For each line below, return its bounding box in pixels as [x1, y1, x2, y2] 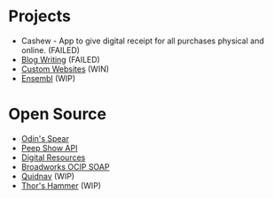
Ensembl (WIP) [20, 73, 76, 83]
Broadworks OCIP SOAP [20, 161, 110, 172]
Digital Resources [20, 152, 86, 163]
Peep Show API [20, 142, 78, 153]
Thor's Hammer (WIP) [20, 180, 102, 191]
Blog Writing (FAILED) [20, 54, 101, 65]
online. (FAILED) [20, 44, 81, 55]
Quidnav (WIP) [20, 171, 75, 181]
